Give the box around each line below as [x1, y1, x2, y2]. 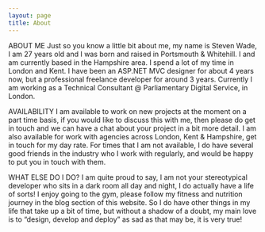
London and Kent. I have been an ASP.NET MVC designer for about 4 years [8, 66, 254, 75]
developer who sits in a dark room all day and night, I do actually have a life [8, 181, 254, 190]
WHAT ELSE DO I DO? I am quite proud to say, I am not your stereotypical [8, 172, 248, 182]
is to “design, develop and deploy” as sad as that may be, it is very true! [8, 215, 243, 224]
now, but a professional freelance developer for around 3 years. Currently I [8, 74, 252, 84]
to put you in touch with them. [8, 157, 106, 166]
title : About [8, 19, 52, 27]
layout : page [8, 11, 52, 20]
